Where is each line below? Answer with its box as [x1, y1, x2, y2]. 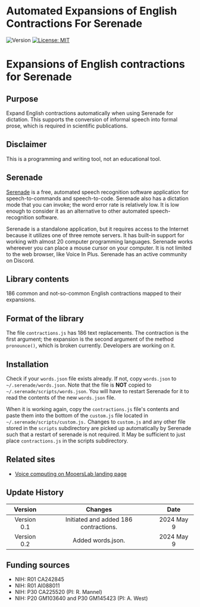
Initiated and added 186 [65, 515, 133, 524]
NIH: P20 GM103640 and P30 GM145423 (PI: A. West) [14, 594, 148, 602]
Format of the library [6, 313, 85, 323]
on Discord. [6, 257, 35, 264]
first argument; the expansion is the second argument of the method [6, 335, 174, 343]
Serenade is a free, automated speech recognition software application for [6, 188, 189, 195]
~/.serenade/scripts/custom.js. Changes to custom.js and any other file [6, 418, 186, 425]
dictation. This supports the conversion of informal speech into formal [6, 116, 177, 123]
